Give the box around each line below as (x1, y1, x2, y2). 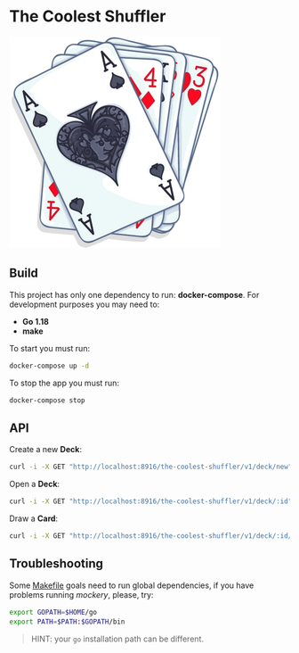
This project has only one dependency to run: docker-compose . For (9, 289, 260, 300)
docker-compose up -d (9, 361, 90, 370)
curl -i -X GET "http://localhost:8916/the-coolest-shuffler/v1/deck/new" (9, 462, 293, 472)
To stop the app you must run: (9, 377, 120, 388)
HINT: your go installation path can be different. (30, 633, 205, 644)
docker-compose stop (9, 395, 86, 405)
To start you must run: (9, 343, 91, 353)
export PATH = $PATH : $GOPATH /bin (9, 617, 125, 626)
